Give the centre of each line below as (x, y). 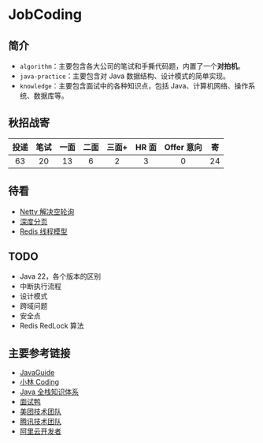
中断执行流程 (40, 287)
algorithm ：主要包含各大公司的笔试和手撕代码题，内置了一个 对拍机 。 (132, 66)
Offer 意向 (183, 147)
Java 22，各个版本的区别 (60, 276)
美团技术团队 (40, 411)
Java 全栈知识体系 (49, 392)
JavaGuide (37, 373)
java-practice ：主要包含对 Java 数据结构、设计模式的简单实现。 (125, 76)
